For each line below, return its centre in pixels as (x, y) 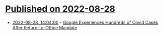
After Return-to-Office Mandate (45, 27)
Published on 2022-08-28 (60, 9)
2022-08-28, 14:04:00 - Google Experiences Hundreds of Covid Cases (85, 22)
